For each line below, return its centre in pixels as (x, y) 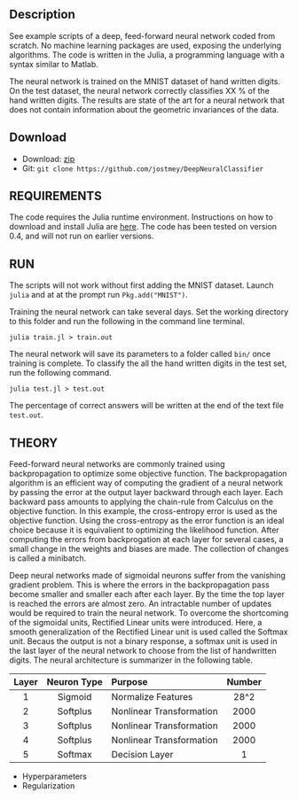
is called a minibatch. (48, 558)
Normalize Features (152, 697)
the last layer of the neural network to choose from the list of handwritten (143, 651)
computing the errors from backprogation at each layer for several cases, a (146, 540)
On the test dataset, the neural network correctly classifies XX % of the (140, 90)
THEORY (34, 443)
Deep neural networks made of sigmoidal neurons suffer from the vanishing (148, 576)
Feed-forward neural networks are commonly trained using (117, 464)
